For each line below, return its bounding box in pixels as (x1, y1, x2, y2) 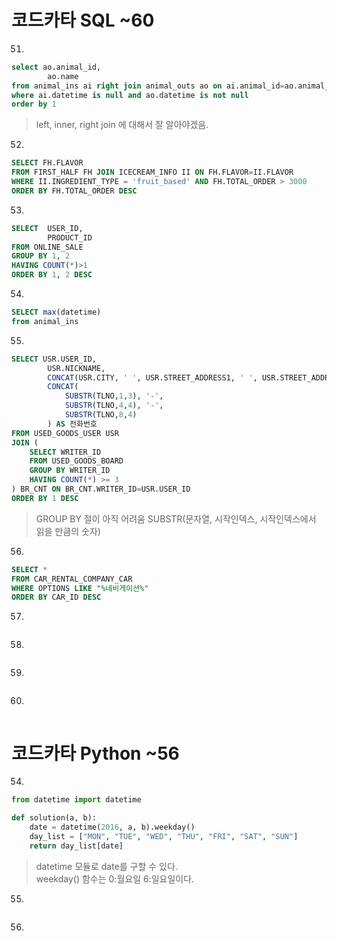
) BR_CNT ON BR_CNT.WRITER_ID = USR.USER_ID (11, 484, 191, 495)
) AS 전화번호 (47, 419, 98, 429)
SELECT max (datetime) (11, 307, 102, 318)
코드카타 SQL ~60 (11, 9, 155, 32)
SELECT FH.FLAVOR (11, 158, 84, 168)
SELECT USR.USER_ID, (11, 354, 98, 364)
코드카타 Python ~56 (11, 742, 180, 765)
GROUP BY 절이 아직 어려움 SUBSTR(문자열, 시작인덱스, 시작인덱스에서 (35, 512, 317, 525)
